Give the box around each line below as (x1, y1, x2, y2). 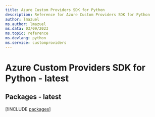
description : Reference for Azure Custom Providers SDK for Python (5, 12, 150, 17)
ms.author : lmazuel (5, 21, 46, 27)
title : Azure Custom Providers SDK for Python (5, 7, 105, 13)
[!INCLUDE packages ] (5, 106, 51, 112)
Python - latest (5, 73, 69, 84)
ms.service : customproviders (5, 40, 67, 45)
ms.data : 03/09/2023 (5, 26, 49, 31)
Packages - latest (5, 93, 62, 101)
